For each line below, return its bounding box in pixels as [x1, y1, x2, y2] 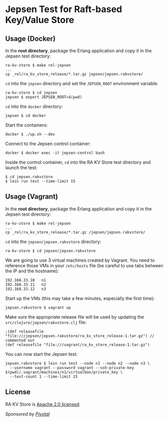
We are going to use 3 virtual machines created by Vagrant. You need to [5, 257, 155, 263]
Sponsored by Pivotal [5, 411, 50, 417]
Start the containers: [5, 122, 48, 128]
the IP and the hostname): [5, 268, 59, 274]
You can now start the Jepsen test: [5, 351, 78, 357]
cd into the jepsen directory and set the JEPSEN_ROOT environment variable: [5, 81, 159, 86]
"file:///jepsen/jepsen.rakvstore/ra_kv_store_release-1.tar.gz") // [5, 333, 155, 338]
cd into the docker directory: [5, 103, 63, 109]
